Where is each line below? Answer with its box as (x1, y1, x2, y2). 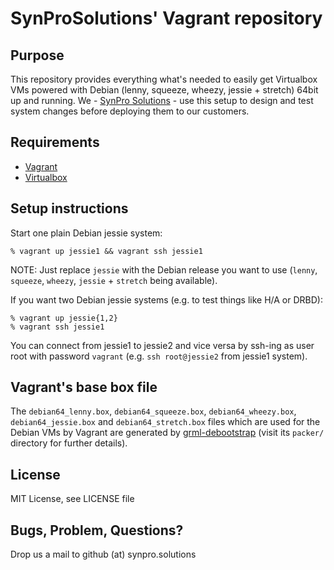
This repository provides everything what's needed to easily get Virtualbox (10, 73, 318, 85)
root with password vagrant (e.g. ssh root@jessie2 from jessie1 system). (10, 350, 308, 362)
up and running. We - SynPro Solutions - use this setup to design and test (10, 95, 314, 106)
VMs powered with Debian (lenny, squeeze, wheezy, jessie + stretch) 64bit (10, 84, 319, 96)
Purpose (10, 47, 65, 64)
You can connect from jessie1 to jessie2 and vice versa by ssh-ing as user (10, 339, 315, 351)
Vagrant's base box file (10, 379, 158, 396)
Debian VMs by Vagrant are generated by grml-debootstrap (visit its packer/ (10, 427, 325, 439)
